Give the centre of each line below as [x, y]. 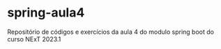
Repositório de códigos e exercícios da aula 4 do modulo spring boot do [111, 32]
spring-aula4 [46, 13]
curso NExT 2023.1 [34, 39]
